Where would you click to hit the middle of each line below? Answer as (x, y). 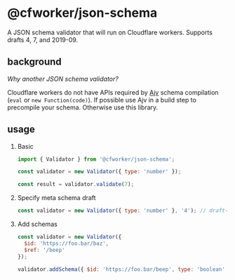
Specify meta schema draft (56, 198)
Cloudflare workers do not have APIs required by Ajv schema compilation (113, 92)
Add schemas (37, 224)
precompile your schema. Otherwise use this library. (83, 107)
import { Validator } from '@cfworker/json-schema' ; (96, 159)
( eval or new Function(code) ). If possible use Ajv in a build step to (102, 100)
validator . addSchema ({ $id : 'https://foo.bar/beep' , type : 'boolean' (121, 269)
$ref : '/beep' (45, 250)
